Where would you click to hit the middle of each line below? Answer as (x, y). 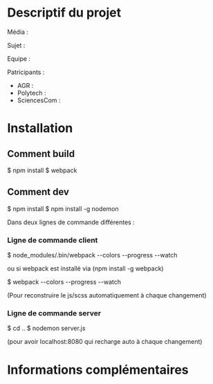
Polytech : (31, 93)
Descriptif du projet (64, 13)
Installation (40, 128)
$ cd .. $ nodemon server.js (46, 328)
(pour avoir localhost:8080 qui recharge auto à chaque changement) (105, 342)
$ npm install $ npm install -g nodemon (63, 208)
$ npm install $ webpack (42, 170)
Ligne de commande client (53, 240)
